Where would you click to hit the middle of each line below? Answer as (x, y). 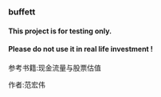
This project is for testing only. (60, 31)
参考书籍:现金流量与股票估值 (55, 68)
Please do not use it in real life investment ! (81, 49)
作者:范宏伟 (27, 84)
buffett (22, 12)
